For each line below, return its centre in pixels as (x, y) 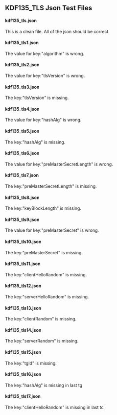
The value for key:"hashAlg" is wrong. (43, 120)
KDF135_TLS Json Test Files (48, 8)
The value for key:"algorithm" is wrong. (45, 53)
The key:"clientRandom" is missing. (41, 319)
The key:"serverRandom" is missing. (42, 341)
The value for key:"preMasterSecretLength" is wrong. (59, 164)
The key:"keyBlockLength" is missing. (43, 208)
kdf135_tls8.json (22, 197)
